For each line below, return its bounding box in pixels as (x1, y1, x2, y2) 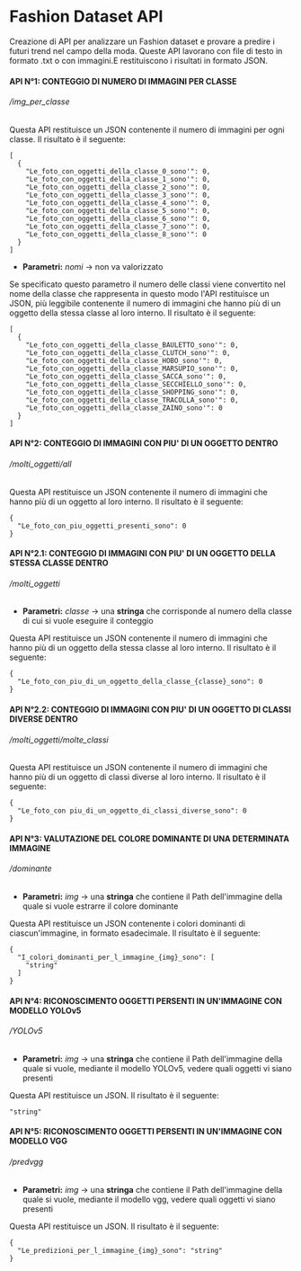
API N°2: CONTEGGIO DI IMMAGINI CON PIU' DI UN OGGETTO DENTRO (9, 438, 279, 449)
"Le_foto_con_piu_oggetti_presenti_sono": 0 (17, 521, 187, 530)
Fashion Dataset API (9, 6, 164, 27)
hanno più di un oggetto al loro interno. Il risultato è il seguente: (9, 496, 244, 507)
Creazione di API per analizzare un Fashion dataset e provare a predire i (9, 36, 276, 47)
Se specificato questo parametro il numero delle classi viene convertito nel (9, 279, 286, 289)
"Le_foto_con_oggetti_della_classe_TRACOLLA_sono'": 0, (25, 396, 240, 404)
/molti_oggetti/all (9, 458, 72, 469)
